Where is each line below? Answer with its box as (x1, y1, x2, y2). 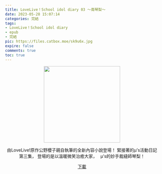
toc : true (5, 52, 25, 58)
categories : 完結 (5, 16, 39, 21)
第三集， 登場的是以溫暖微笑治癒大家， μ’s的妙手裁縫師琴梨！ (19, 153, 145, 159)
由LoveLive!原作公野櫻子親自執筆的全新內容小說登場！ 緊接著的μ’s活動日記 (6, 147, 158, 153)
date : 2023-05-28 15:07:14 (5, 12, 60, 17)
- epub (5, 30, 19, 35)
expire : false (5, 43, 34, 48)
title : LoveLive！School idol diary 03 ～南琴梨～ (5, 7, 106, 12)
